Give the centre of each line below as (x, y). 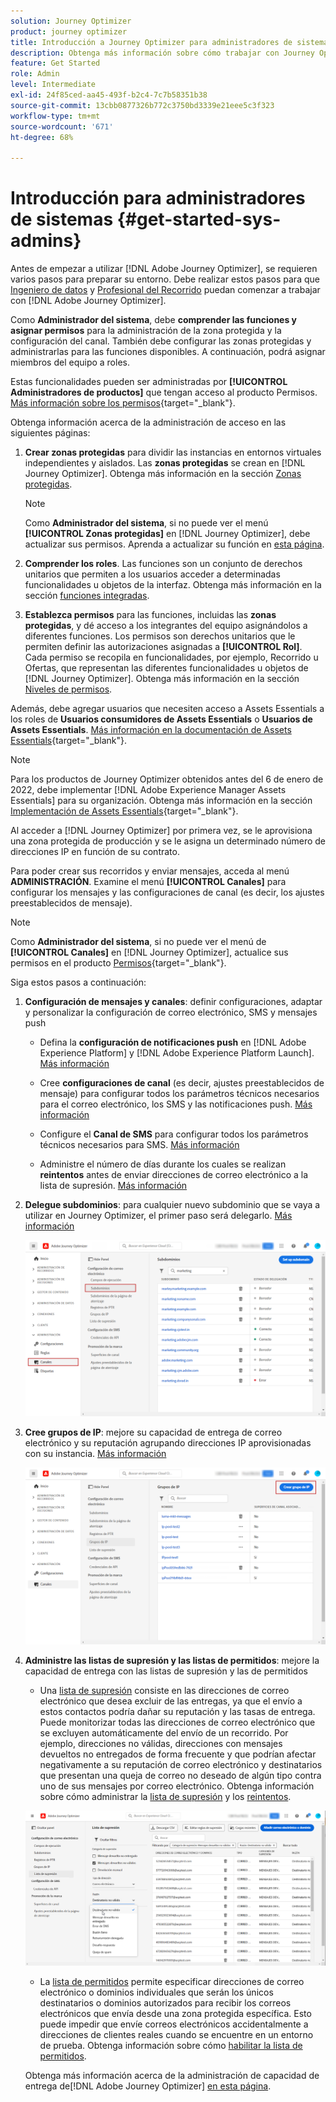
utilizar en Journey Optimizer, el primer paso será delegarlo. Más (158, 1216)
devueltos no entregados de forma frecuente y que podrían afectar (178, 1754)
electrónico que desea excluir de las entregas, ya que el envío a (171, 1701)
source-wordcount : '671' (62, 126)
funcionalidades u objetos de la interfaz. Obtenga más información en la (173, 585)
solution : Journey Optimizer (71, 21)
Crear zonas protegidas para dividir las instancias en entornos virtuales (173, 452)
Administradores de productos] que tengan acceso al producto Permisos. (164, 392)
